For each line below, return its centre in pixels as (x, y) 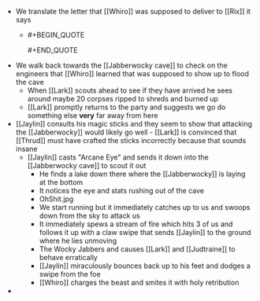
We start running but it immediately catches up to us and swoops (145, 207)
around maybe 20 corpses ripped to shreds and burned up (123, 99)
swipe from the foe (70, 274)
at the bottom (61, 182)
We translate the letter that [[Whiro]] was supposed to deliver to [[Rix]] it (133, 11)
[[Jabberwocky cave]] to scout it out (87, 165)
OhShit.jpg (56, 199)
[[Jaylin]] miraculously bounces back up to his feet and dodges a (145, 266)
